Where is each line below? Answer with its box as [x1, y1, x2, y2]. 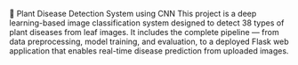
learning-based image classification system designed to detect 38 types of [9, 18, 285, 28]
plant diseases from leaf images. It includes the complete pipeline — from [9, 27, 279, 37]
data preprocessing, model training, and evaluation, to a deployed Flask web [9, 36, 289, 47]
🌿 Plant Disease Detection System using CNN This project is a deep [9, 9, 257, 18]
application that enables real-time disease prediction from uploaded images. [9, 46, 289, 56]
